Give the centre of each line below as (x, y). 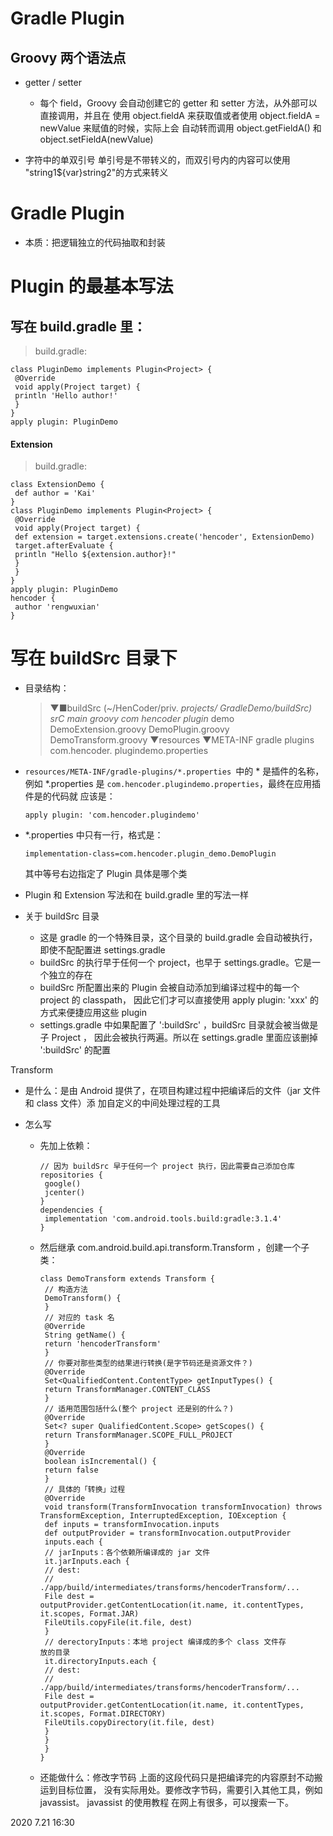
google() (63, 1184)
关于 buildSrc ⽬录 (62, 916)
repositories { (71, 1175)
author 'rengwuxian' (57, 607)
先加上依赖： (66, 1146)
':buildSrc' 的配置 (75, 1050)
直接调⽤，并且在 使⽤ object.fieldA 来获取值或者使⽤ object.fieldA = (180, 115)
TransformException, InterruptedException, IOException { (163, 1516)
